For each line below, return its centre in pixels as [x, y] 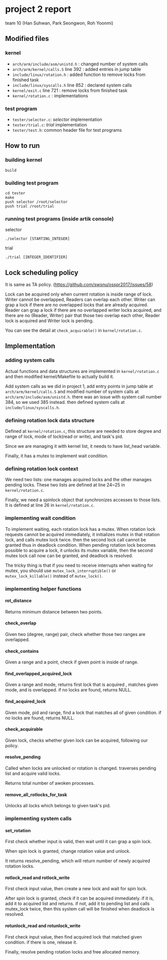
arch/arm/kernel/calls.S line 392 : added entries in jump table [77, 69]
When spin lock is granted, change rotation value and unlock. [68, 851]
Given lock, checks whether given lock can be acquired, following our [77, 740]
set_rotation [18, 830]
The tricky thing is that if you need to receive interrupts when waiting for [79, 565]
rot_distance [18, 601]
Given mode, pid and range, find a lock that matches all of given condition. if [83, 712]
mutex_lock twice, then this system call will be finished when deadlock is [80, 909]
